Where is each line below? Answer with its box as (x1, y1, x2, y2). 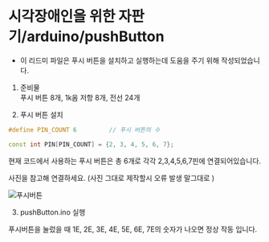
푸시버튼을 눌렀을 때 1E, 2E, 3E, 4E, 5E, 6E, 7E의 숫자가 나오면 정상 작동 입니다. (8, 224, 258, 234)
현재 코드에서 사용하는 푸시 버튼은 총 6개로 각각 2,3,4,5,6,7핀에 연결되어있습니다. (8, 156, 262, 166)
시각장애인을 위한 (8, 7, 116, 26)
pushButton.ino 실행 (19, 207, 86, 217)
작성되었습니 (220, 55, 261, 65)
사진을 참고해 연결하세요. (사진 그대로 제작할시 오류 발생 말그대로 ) (8, 173, 215, 183)
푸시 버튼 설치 (19, 109, 63, 119)
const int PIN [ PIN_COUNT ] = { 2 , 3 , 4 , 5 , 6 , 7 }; (8, 140, 174, 149)
